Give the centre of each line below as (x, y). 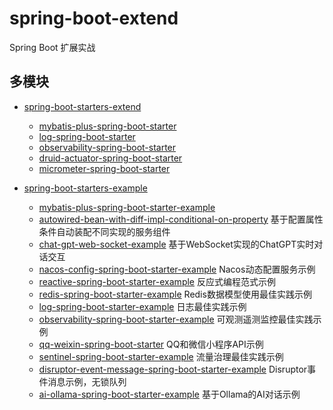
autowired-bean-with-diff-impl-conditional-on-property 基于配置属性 (181, 219)
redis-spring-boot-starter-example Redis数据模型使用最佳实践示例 (175, 294)
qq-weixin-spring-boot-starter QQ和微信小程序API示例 (151, 344)
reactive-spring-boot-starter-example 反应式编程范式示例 (157, 281)
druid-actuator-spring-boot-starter (110, 158)
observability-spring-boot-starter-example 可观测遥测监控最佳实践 (176, 319)
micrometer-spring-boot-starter (104, 168)
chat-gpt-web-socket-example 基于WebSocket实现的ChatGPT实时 (176, 244)
